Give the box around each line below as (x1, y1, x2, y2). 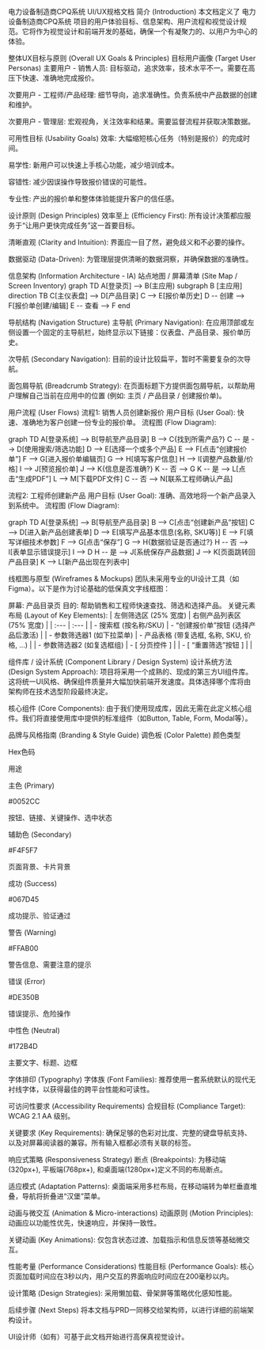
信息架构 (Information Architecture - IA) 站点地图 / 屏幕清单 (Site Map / (8, 272, 238, 280)
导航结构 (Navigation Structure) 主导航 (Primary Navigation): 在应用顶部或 (8, 317, 248, 327)
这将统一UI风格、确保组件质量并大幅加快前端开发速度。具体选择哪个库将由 (8, 677, 252, 686)
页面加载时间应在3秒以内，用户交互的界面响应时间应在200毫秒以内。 (8, 1271, 233, 1281)
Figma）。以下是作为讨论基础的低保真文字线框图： (8, 584, 171, 593)
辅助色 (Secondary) (8, 830, 72, 839)
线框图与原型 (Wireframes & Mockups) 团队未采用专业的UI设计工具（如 (8, 574, 240, 583)
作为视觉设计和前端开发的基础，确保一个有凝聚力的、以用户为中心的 (35, 27, 258, 36)
